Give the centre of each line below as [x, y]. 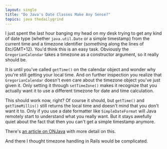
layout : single [21, 10]
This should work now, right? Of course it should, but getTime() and [75, 100]
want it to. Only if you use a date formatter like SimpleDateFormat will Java [81, 111]
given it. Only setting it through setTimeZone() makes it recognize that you [81, 85]
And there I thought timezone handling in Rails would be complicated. [77, 141]
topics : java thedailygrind [34, 19]
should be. [16, 60]
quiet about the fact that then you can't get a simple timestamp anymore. [80, 122]
